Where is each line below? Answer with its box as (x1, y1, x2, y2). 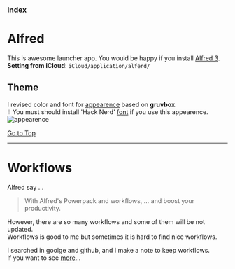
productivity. (24, 204, 62, 212)
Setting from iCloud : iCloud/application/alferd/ (7, 61, 150, 69)
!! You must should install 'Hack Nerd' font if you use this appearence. (7, 107, 208, 116)
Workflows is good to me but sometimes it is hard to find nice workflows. (7, 233, 218, 241)
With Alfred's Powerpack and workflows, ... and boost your (24, 196, 194, 205)
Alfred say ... (7, 183, 44, 191)
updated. (7, 225, 34, 233)
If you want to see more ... (7, 254, 81, 262)
